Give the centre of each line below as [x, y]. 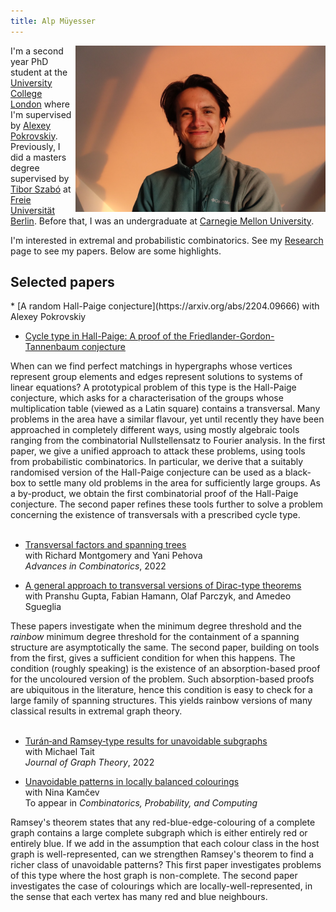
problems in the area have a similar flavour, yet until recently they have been [167, 419]
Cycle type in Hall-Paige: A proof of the [106, 336]
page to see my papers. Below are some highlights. [116, 251]
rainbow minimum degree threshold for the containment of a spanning [155, 637]
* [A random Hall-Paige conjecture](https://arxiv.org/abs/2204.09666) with [165, 306]
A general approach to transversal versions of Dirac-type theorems [163, 586]
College [26, 93]
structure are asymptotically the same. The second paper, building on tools [165, 647]
